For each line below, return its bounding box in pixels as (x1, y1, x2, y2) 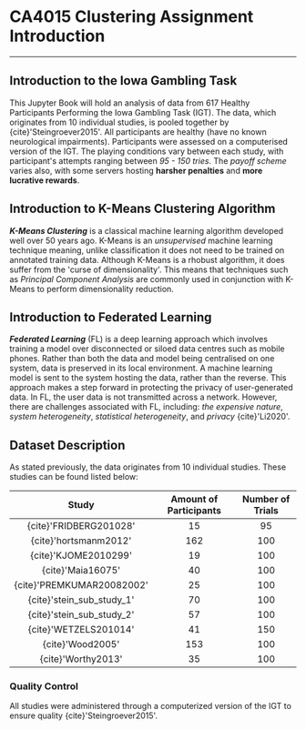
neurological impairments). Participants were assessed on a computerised (9, 136, 289, 147)
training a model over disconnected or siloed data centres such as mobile (9, 343, 285, 354)
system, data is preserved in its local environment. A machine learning (9, 362, 273, 374)
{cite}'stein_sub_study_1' (27, 593, 135, 606)
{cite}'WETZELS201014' (27, 624, 135, 636)
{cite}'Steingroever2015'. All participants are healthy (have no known (9, 126, 267, 137)
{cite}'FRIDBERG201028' (26, 520, 136, 532)
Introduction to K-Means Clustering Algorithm (9, 201, 276, 217)
